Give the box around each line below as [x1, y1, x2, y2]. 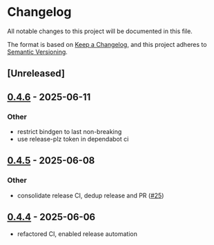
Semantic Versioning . [7, 48, 68, 56]
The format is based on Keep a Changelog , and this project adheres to [7, 40, 207, 48]
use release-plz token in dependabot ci [17, 135, 129, 144]
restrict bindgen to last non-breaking [17, 128, 122, 136]
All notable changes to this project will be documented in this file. [7, 27, 193, 35]
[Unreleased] [7, 68, 66, 79]
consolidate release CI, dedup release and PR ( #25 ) [17, 191, 164, 199]
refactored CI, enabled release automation [17, 229, 138, 238]
